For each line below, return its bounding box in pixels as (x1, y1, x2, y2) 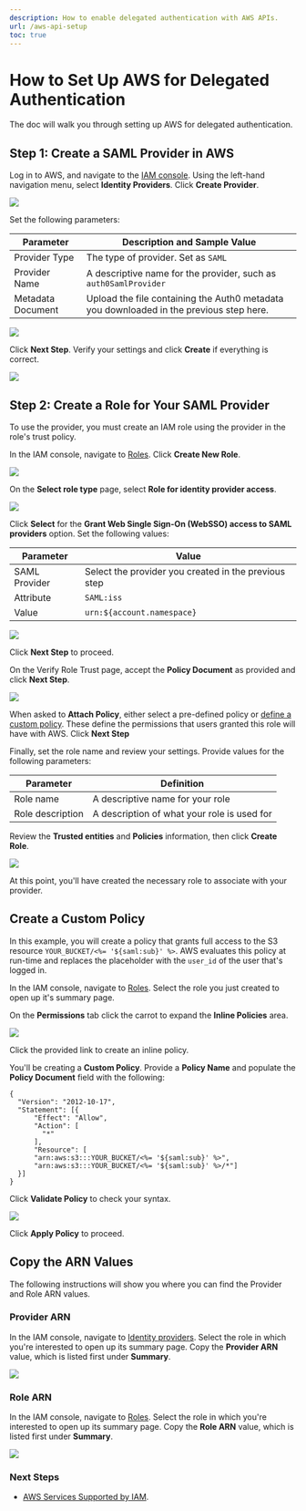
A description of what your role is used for (92, 807, 273, 820)
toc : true (9, 30, 47, 39)
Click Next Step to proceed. (9, 647, 115, 657)
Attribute (14, 591, 52, 604)
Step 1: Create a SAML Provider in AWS (9, 145, 235, 160)
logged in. (9, 964, 47, 976)
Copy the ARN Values (9, 1255, 134, 1270)
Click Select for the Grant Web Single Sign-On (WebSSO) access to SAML (9, 518, 292, 529)
